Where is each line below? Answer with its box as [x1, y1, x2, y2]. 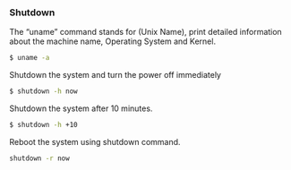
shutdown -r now [9, 154, 70, 163]
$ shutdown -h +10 [9, 121, 78, 130]
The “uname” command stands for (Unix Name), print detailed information [9, 27, 282, 38]
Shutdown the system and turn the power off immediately [9, 70, 222, 81]
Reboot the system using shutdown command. [9, 136, 181, 147]
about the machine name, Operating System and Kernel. [9, 36, 217, 47]
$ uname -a [9, 54, 50, 63]
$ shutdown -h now [9, 87, 78, 96]
